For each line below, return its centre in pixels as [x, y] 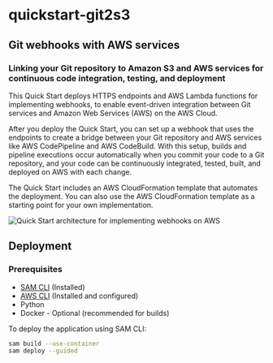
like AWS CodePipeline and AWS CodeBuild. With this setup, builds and [128, 146]
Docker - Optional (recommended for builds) [95, 313]
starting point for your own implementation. [81, 205]
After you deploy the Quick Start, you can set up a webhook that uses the [131, 128]
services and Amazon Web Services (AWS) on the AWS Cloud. [113, 113]
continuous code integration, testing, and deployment [117, 78]
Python [32, 304]
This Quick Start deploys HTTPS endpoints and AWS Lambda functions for [133, 96]
